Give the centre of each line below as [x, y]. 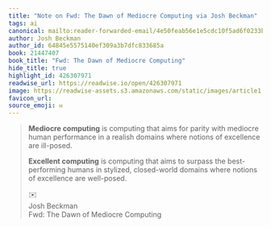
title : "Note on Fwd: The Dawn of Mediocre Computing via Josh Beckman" [133, 16]
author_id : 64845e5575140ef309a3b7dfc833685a [86, 46]
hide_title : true [38, 68]
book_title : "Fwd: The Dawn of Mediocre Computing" [97, 61]
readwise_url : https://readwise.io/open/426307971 [95, 83]
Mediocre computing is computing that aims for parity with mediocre [144, 129]
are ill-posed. [50, 146]
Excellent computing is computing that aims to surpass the [127, 161]
